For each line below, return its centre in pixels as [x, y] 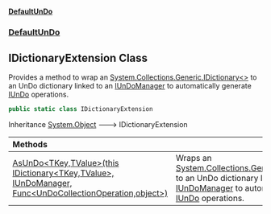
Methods [30, 145]
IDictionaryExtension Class [78, 58]
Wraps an [194, 158]
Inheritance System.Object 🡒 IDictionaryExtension [98, 125]
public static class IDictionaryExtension [81, 109]
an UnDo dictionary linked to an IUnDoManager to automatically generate [130, 86]
